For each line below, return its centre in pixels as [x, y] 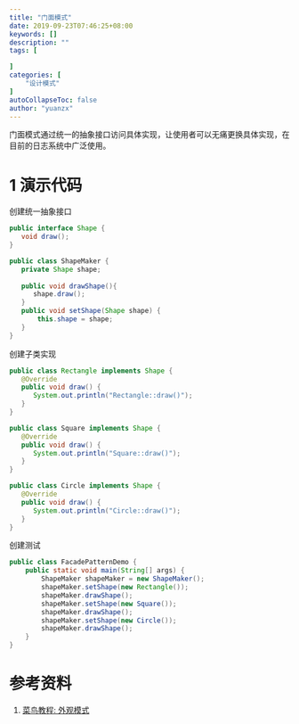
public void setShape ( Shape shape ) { [91, 311]
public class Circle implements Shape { [85, 486]
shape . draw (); [59, 294]
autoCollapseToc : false [53, 100]
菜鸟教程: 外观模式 [56, 710]
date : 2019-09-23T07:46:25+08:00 [71, 26]
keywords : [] [33, 34]
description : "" [39, 42]
